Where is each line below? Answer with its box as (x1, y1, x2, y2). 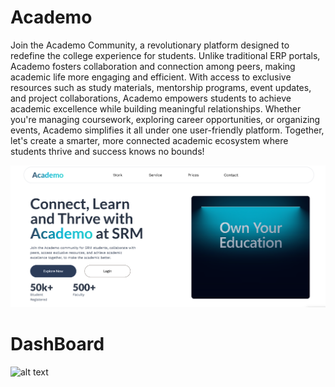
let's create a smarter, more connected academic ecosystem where (10, 134, 289, 146)
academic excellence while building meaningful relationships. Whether (10, 102, 302, 115)
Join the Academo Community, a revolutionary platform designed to (10, 39, 290, 51)
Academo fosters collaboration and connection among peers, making (10, 60, 296, 72)
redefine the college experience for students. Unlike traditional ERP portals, (10, 49, 321, 61)
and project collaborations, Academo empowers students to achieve (10, 92, 292, 104)
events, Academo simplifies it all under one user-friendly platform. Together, (10, 124, 325, 136)
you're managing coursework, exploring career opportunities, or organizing (10, 113, 321, 125)
